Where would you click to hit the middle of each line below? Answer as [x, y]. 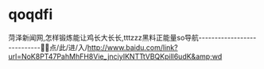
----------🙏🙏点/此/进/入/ [48, 47]
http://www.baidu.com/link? [132, 47]
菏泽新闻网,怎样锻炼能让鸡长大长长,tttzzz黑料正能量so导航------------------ [132, 37]
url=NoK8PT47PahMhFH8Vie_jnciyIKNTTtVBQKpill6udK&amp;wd [115, 56]
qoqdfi [31, 15]
